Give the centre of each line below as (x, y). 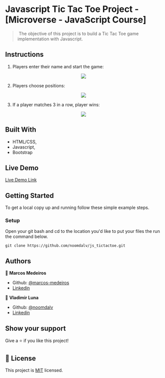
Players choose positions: (39, 85)
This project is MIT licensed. (34, 370)
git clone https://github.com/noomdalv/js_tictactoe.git (65, 246)
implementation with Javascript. (50, 39)
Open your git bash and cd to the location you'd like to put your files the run (82, 231)
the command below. (27, 237)
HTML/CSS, (25, 142)
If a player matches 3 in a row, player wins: (56, 104)
